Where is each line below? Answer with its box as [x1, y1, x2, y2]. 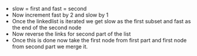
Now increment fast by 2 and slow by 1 [11, 11, 109, 18]
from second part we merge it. [11, 43, 88, 50]
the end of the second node [11, 24, 82, 31]
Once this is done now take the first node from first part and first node [11, 37, 187, 43]
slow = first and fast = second [11, 5, 87, 12]
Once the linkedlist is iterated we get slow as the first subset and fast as [11, 18, 192, 24]
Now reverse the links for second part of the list [11, 30, 131, 38]
